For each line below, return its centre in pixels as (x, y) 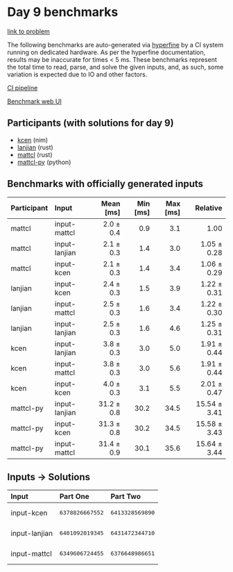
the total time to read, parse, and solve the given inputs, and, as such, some (115, 67)
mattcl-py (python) (44, 162)
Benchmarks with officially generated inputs (105, 184)
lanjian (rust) (35, 147)
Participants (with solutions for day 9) (91, 123)
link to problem (28, 31)
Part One (74, 496)
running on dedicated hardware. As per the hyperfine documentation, (106, 52)
